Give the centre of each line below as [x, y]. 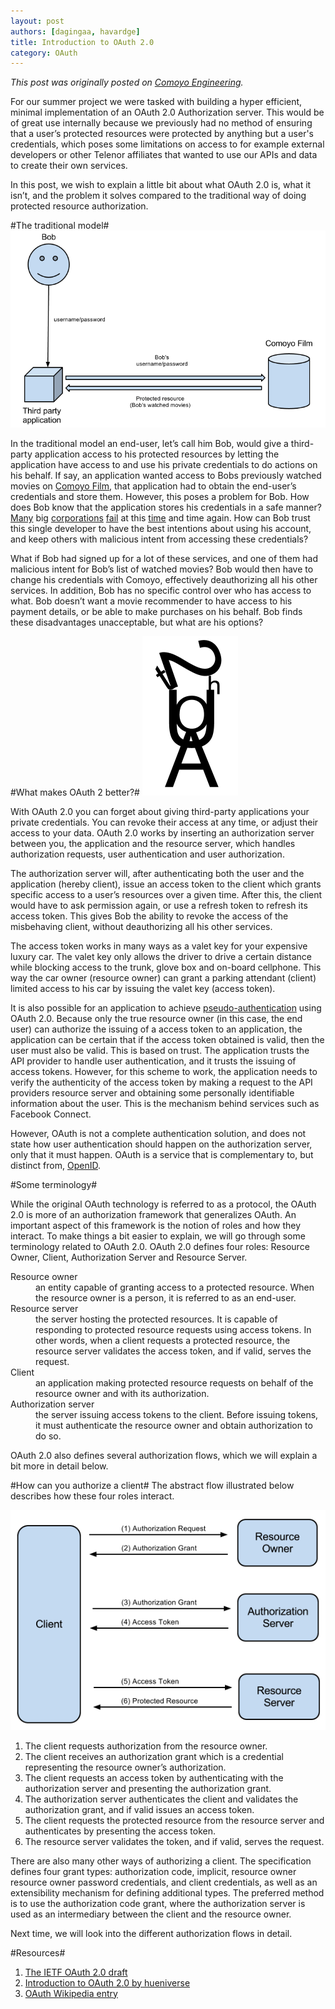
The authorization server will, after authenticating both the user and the [157, 874]
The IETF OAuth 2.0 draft [76, 1972]
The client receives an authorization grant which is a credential [154, 1756]
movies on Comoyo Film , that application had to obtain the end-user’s [153, 486]
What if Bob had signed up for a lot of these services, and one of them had [164, 559]
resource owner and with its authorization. [122, 1394]
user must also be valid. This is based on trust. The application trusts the [160, 1051]
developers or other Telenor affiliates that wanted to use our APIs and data [164, 155]
